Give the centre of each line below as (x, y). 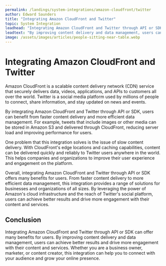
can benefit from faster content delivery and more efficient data (70, 116)
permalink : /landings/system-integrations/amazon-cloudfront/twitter (78, 10)
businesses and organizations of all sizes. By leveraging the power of (76, 188)
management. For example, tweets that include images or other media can (81, 122)
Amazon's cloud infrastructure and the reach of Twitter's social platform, (79, 194)
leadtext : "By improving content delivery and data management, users (79, 33)
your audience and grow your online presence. (53, 258)
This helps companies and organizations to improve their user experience (80, 158)
